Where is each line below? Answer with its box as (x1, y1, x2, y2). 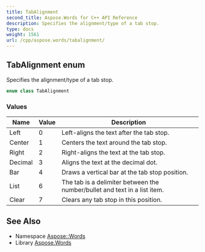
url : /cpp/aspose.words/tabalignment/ (6, 37, 105, 43)
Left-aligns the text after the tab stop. (61, 128, 170, 137)
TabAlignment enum (6, 60, 85, 70)
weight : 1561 (6, 32, 40, 38)
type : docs (6, 26, 34, 32)
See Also (6, 216, 41, 226)
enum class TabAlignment (6, 88, 70, 94)
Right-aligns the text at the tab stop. (61, 148, 166, 156)
